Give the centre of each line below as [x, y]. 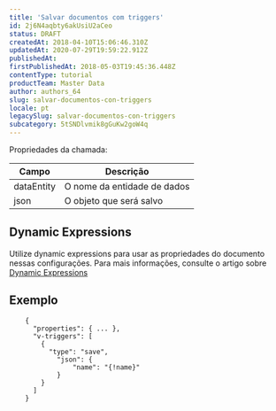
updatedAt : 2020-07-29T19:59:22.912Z [79, 50]
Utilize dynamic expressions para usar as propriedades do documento [137, 253]
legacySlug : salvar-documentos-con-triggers [92, 116]
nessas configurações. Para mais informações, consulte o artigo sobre [138, 263]
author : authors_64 [45, 91]
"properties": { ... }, [77, 329]
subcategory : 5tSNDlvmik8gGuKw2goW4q [79, 125]
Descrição [127, 171]
